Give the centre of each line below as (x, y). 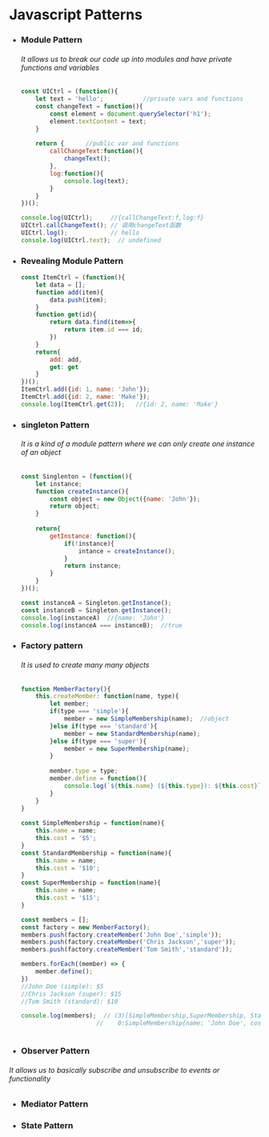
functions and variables (60, 67)
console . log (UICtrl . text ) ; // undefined (91, 240)
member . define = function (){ (98, 779)
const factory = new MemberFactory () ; (85, 927)
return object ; (75, 506)
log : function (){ (77, 173)
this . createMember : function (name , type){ (107, 696)
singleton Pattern (55, 424)
